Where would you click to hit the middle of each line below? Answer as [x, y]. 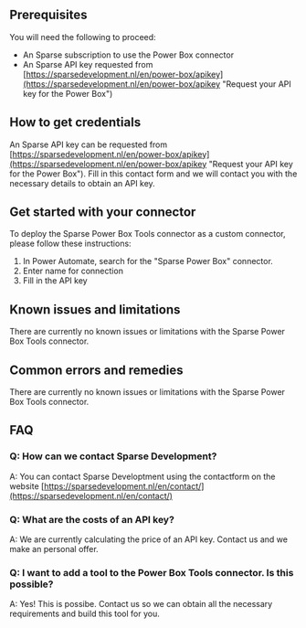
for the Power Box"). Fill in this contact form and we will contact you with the [153, 174]
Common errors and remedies [96, 370]
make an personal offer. [54, 549]
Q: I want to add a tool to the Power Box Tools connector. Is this [152, 572]
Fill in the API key [55, 281]
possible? [32, 584]
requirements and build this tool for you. [84, 614]
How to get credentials [75, 122]
